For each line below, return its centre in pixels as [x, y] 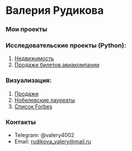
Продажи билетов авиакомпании [57, 65]
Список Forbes [33, 106]
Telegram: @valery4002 [44, 135]
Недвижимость [34, 58]
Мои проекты [26, 29]
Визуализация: [29, 81]
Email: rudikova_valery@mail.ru [52, 141]
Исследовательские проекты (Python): [66, 46]
